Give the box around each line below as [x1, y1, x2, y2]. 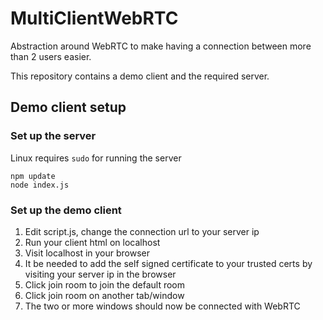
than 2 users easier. [10, 50, 92, 62]
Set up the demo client [10, 203, 122, 217]
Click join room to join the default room [24, 278, 185, 291]
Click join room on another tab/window [24, 289, 185, 301]
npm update [10, 171, 56, 181]
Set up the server [10, 129, 97, 143]
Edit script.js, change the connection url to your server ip [24, 225, 260, 237]
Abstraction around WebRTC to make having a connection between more [10, 40, 312, 52]
